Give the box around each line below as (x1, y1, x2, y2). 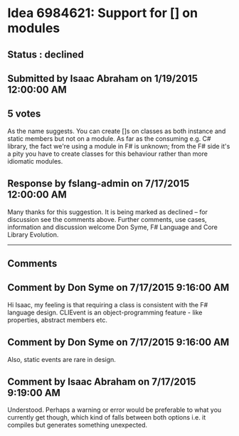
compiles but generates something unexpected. (7, 421, 148, 430)
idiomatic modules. (7, 156, 63, 165)
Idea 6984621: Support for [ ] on (7, 5, 198, 21)
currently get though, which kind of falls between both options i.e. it (7, 413, 206, 422)
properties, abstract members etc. (7, 315, 108, 324)
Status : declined (7, 48, 84, 60)
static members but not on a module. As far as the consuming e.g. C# (7, 134, 211, 143)
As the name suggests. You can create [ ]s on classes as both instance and (7, 127, 226, 135)
